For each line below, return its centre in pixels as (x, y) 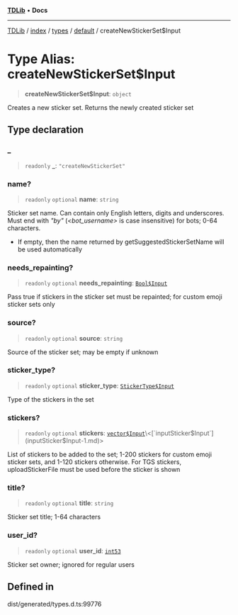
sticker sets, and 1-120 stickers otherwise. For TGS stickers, (95, 462)
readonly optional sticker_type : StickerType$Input (100, 385)
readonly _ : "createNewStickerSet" (75, 165)
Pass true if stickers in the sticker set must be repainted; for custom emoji (115, 297)
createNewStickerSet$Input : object (78, 94)
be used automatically (50, 249)
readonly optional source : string (74, 338)
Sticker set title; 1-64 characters (54, 517)
